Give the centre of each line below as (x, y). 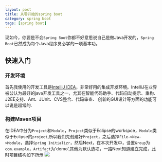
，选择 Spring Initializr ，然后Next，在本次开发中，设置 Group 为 (85, 143)
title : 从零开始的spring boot (34, 14)
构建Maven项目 (23, 119)
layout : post (18, 9)
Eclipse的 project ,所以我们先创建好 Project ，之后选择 (66, 137)
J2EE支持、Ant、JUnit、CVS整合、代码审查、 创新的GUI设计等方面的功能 (79, 99)
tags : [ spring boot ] (26, 23)
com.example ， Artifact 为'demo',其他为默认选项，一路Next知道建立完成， (78, 149)
